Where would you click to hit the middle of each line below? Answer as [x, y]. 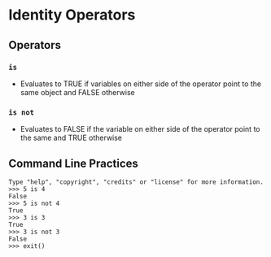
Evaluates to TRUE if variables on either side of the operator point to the [141, 84]
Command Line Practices [73, 163]
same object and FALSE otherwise [78, 92]
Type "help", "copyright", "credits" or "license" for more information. [136, 182]
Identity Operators [72, 15]
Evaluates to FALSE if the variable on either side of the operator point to [140, 129]
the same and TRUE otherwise [71, 138]
